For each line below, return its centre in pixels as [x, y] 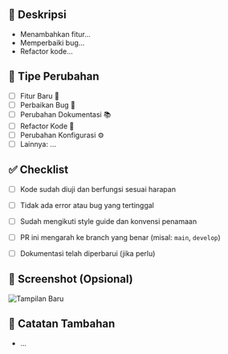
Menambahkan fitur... [55, 34]
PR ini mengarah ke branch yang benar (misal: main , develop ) [120, 237]
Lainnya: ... [38, 144]
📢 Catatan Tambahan [62, 324]
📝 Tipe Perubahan [54, 77]
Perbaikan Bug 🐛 [48, 104]
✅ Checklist [39, 170]
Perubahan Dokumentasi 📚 [65, 114]
